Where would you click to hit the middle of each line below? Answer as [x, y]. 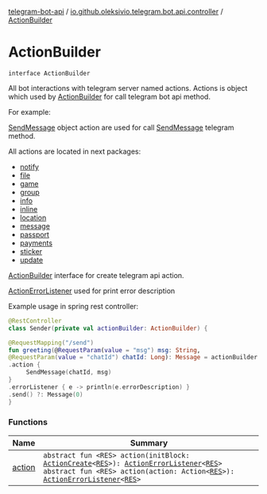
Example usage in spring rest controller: [74, 306]
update [31, 260]
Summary [149, 443]
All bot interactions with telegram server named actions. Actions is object [128, 88]
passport [35, 234]
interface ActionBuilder [49, 73]
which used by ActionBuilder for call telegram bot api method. [109, 96]
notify [29, 167]
